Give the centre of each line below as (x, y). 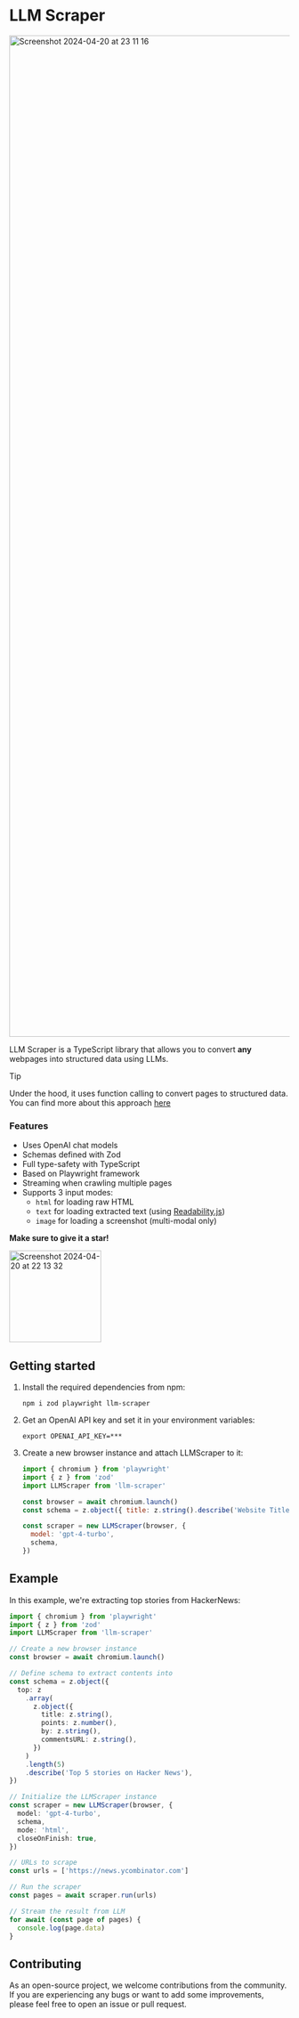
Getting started (53, 1366)
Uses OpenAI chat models (70, 1146)
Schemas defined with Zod (72, 1155)
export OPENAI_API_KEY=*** (72, 1437)
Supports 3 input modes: (68, 1193)
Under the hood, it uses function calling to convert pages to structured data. (149, 1093)
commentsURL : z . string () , (89, 1740)
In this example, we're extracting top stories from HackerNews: (125, 1600)
